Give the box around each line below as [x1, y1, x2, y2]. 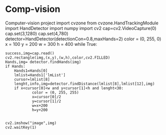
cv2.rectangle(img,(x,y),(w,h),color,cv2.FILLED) [5, 55, 111, 60]
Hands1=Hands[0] [14, 68, 48, 73]
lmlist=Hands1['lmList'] [14, 72, 66, 78]
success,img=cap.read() [5, 51, 55, 56]
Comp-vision [5, 3, 61, 15]
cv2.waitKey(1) [5, 125, 37, 130]
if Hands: [5, 64, 26, 69]
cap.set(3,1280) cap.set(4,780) [5, 30, 69, 36]
